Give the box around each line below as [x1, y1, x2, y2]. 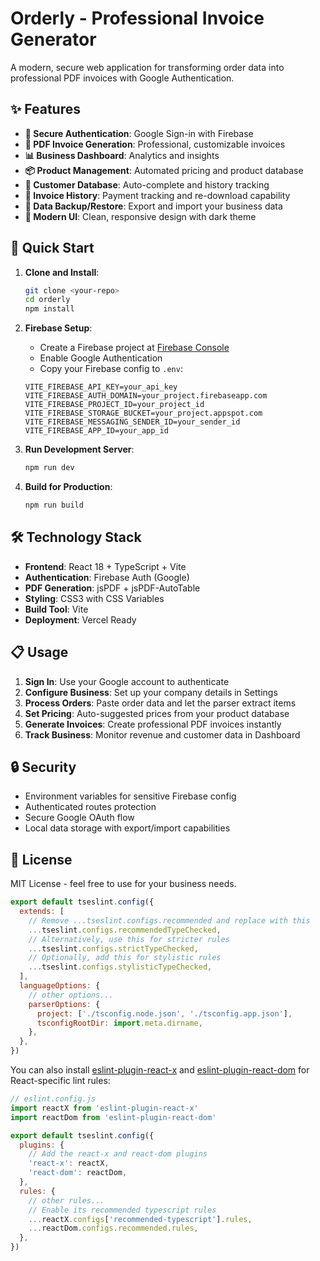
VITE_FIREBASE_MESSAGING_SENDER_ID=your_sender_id [24, 417, 241, 427]
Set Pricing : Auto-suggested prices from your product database [24, 707, 290, 719]
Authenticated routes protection [24, 801, 157, 813]
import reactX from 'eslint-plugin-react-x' [10, 1103, 199, 1113]
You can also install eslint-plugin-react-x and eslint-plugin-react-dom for [10, 1064, 310, 1076]
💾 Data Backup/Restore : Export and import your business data [24, 200, 283, 212]
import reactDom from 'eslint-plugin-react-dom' [10, 1112, 217, 1122]
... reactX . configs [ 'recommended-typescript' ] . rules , [28, 1214, 253, 1224]
